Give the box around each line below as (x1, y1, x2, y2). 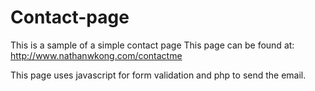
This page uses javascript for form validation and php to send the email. (10, 69, 307, 81)
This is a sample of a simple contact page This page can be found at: (10, 39, 295, 51)
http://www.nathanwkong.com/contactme (10, 49, 183, 61)
